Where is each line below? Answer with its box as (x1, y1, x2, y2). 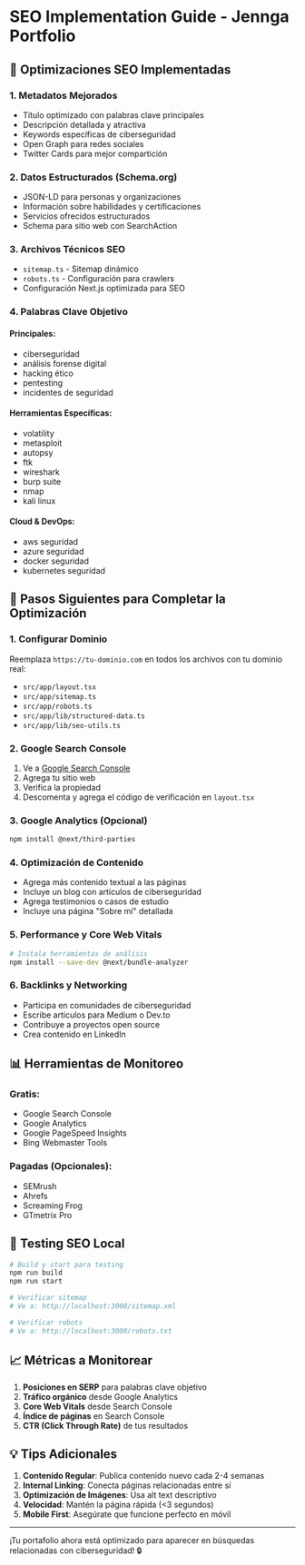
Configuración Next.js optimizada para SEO (22, 283, 186, 294)
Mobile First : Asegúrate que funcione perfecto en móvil (22, 1509, 231, 1520)
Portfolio (9, 25, 76, 46)
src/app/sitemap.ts (22, 692, 97, 701)
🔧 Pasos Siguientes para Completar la (9, 592, 226, 607)
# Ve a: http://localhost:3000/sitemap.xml (9, 1302, 177, 1311)
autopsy (22, 447, 54, 458)
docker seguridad (22, 556, 89, 566)
